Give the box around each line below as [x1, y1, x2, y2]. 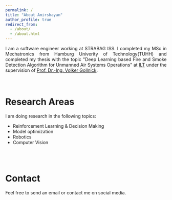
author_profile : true [5, 17, 52, 22]
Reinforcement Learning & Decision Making [12, 123, 104, 129]
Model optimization [12, 128, 54, 134]
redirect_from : [5, 22, 38, 27]
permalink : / [5, 7, 33, 13]
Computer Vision [12, 139, 49, 145]
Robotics [12, 134, 32, 140]
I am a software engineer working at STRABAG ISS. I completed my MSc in [5, 46, 167, 51]
